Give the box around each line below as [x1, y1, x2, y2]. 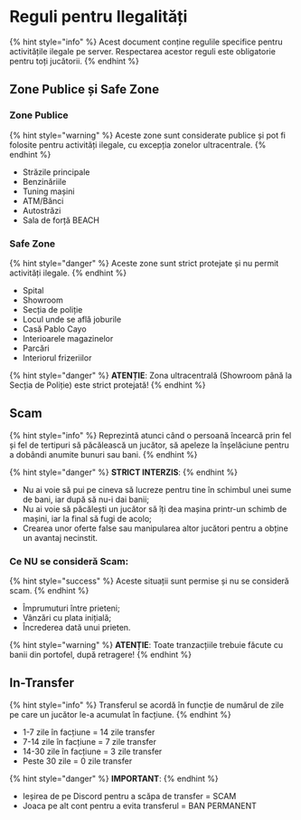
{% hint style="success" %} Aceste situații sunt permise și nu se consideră [9, 575, 289, 586]
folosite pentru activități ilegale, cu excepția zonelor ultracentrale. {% [9, 139, 267, 150]
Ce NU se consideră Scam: [9, 555, 129, 567]
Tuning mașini [22, 186, 75, 197]
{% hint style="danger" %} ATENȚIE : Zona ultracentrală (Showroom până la [9, 370, 292, 381]
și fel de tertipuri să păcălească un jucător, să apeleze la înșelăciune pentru [9, 439, 289, 450]
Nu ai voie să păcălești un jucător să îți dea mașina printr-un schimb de [22, 503, 287, 514]
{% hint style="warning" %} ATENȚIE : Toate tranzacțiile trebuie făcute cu [9, 640, 283, 651]
